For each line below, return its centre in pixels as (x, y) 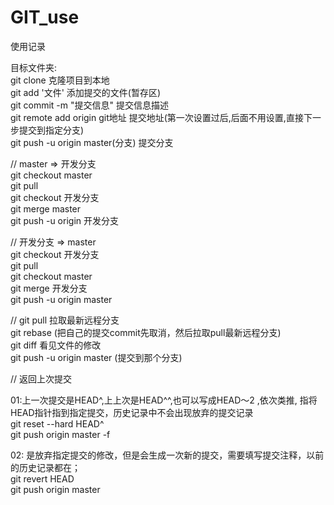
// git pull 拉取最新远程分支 (65, 320)
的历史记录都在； (45, 467)
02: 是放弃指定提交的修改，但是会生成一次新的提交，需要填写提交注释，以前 (167, 455)
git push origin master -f (60, 434)
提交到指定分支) (51, 130)
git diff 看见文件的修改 (56, 345)
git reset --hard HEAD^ (57, 423)
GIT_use (45, 17)
